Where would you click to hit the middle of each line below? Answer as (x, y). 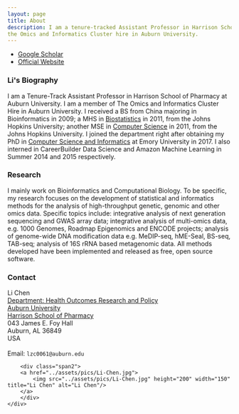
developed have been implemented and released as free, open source (110, 251)
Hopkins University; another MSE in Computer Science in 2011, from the (112, 126)
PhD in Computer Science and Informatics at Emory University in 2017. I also (119, 141)
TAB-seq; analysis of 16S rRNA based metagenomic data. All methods (110, 243)
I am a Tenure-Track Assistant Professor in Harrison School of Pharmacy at (117, 96)
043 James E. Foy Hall (40, 323)
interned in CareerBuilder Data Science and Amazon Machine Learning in (115, 149)
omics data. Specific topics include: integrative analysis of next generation (117, 213)
